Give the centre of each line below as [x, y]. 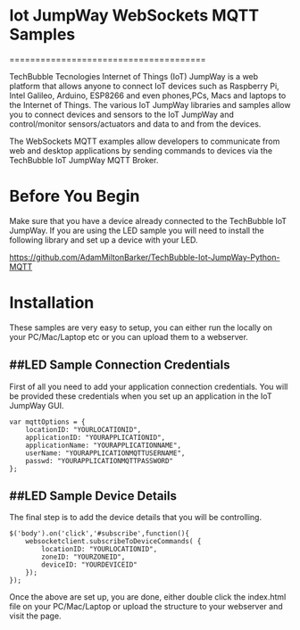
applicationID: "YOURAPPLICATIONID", [96, 437]
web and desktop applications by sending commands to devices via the [141, 150]
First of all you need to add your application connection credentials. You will [149, 386]
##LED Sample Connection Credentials [120, 365]
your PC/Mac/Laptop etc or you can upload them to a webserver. [129, 336]
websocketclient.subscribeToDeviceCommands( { [113, 542]
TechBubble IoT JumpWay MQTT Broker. [84, 160]
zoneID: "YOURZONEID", [83, 557]
